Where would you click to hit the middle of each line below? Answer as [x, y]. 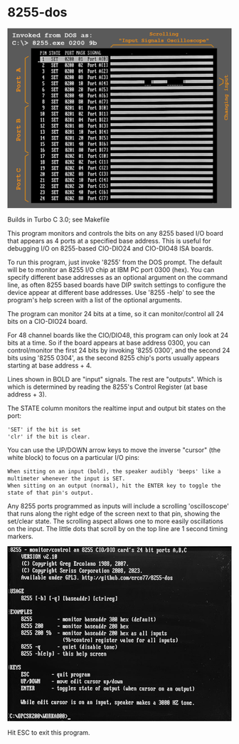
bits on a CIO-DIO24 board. [47, 322]
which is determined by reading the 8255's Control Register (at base [107, 387]
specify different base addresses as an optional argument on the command [117, 278]
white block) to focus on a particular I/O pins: [74, 458]
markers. [20, 536]
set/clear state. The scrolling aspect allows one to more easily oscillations [116, 521]
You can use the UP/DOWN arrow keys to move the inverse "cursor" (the [114, 450]
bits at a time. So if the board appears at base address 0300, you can [109, 343]
